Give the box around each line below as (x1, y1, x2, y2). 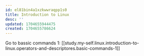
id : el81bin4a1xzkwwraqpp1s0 (5, 7, 67, 13)
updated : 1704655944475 (5, 21, 56, 27)
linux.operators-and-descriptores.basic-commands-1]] (5, 45, 121, 51)
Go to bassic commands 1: (5, 40, 61, 46)
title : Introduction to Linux (5, 12, 70, 17)
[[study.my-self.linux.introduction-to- (61, 40, 139, 46)
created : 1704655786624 (5, 26, 56, 31)
